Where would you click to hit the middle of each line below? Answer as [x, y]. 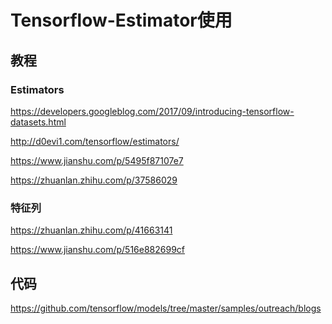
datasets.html [38, 122]
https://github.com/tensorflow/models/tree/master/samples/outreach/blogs [166, 308]
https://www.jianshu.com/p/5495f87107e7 [97, 160]
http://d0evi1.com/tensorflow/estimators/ [95, 141]
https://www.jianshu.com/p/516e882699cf [98, 250]
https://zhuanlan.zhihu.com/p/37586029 [94, 180]
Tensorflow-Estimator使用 [121, 20]
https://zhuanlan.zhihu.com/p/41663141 [91, 230]
